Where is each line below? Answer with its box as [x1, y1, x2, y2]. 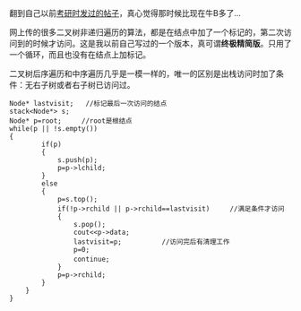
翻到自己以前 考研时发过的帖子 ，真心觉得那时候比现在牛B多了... [9, 8, 242, 18]
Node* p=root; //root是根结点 [9, 117, 133, 125]
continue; [73, 255, 110, 263]
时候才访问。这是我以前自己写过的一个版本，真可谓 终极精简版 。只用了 [32, 39, 292, 48]
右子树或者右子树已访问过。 [32, 80, 135, 90]
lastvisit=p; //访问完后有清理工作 [73, 238, 230, 246]
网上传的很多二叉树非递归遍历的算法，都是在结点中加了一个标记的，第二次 [9, 27, 284, 38]
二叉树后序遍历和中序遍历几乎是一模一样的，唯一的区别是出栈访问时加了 [9, 68, 276, 79]
